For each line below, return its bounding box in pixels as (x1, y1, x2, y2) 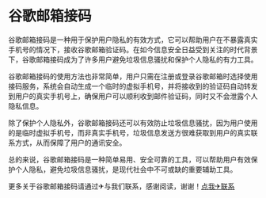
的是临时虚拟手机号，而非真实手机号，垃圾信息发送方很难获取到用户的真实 (8, 128, 251, 137)
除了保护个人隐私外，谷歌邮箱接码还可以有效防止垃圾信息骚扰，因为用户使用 (8, 118, 258, 128)
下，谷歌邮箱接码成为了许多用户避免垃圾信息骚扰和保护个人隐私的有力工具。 (8, 55, 258, 64)
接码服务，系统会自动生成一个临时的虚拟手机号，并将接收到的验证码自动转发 (8, 81, 258, 91)
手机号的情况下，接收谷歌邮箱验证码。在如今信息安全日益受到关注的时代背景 (8, 44, 258, 54)
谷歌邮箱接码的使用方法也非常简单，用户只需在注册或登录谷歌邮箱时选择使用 (8, 71, 258, 81)
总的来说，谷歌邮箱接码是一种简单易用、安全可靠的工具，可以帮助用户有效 (8, 154, 251, 164)
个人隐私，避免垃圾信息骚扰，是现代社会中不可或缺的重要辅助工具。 (14, 164, 237, 174)
